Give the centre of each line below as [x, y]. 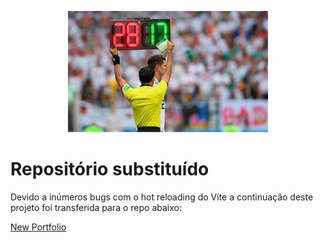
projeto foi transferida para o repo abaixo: [96, 207]
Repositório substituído [110, 169]
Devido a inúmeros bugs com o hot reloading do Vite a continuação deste [162, 197]
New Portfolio [38, 227]
